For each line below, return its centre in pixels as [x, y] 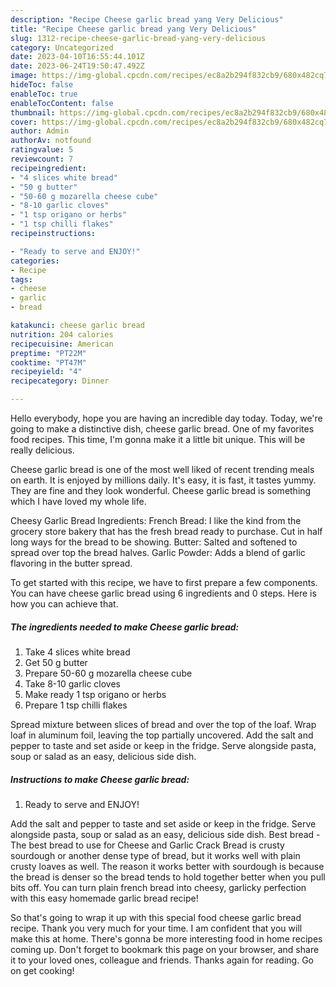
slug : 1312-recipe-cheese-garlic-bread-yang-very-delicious [138, 38]
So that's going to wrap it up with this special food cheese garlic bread [156, 917]
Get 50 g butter [56, 662]
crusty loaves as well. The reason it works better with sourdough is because [167, 866]
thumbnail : [33, 112]
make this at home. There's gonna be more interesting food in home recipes [166, 938]
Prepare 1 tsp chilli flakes [76, 705]
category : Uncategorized [62, 47]
